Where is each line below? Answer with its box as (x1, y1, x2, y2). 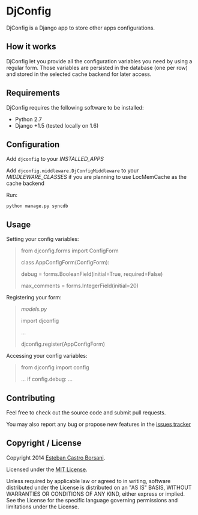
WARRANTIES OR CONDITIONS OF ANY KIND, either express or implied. (6, 490, 185, 498)
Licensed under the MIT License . (6, 466, 88, 473)
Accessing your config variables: (6, 352, 88, 360)
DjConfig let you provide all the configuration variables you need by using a (6, 57, 193, 64)
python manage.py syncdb (6, 203, 68, 209)
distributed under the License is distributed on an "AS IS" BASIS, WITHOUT (6, 484, 192, 491)
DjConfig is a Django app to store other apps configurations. (6, 24, 155, 31)
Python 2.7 (14, 116, 42, 123)
